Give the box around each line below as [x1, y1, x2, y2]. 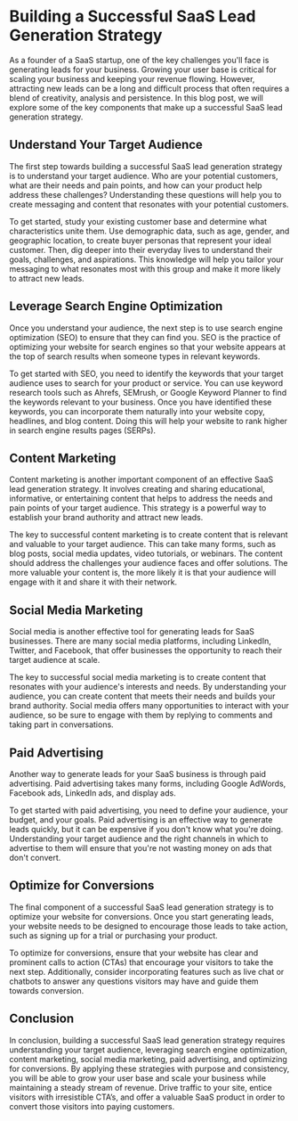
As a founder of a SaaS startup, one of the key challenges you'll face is [9, 54, 270, 65]
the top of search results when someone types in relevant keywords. [9, 350, 261, 362]
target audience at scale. [9, 655, 101, 666]
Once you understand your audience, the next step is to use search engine [9, 323, 283, 333]
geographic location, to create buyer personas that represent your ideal [9, 234, 271, 246]
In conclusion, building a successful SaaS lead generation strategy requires [9, 1035, 286, 1045]
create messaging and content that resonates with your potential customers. [9, 199, 289, 209]
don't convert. [9, 853, 61, 863]
